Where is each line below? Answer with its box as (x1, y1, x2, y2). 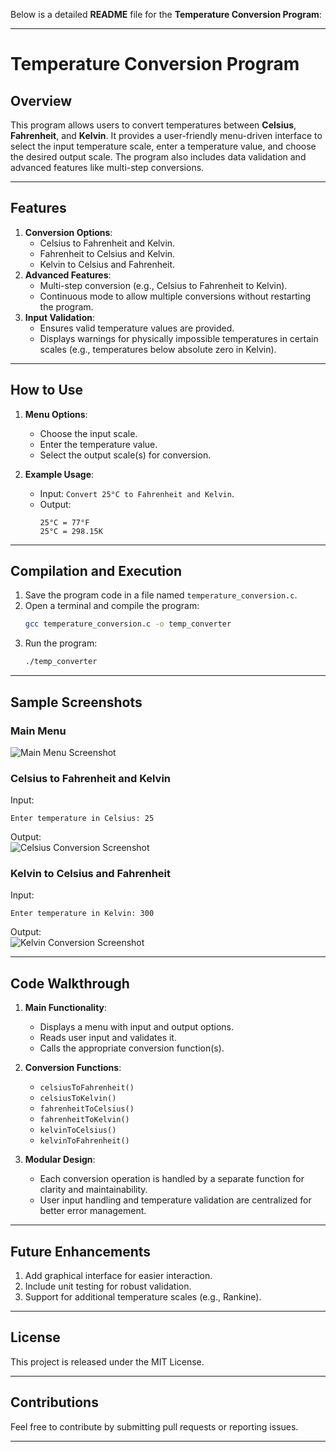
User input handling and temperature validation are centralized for (39, 1194, 312, 1206)
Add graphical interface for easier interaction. (24, 1270, 213, 1282)
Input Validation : (24, 311, 95, 323)
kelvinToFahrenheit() (39, 1136, 130, 1146)
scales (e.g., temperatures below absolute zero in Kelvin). (39, 343, 277, 355)
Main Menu (10, 724, 67, 738)
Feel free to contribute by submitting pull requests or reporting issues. (10, 1420, 299, 1433)
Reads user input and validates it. (39, 1032, 177, 1044)
